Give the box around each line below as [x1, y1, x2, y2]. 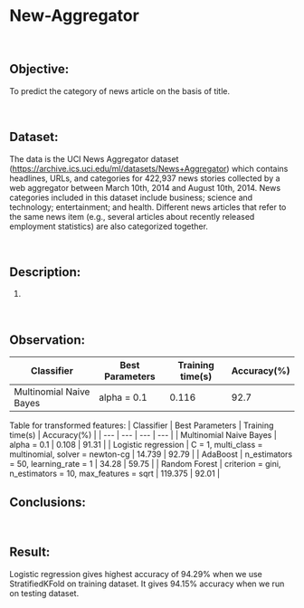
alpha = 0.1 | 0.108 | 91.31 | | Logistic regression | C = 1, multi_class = [9, 440, 263, 451]
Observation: [9, 332, 86, 347]
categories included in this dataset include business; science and [9, 192, 253, 203]
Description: [9, 264, 81, 280]
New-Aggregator [9, 5, 140, 26]
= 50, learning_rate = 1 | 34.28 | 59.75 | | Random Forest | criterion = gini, [9, 459, 281, 470]
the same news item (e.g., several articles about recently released [9, 211, 255, 222]
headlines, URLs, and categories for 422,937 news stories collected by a [9, 173, 280, 184]
